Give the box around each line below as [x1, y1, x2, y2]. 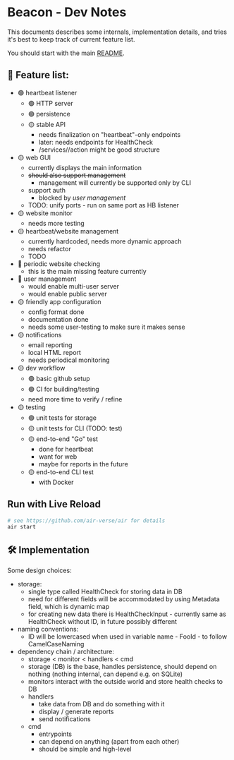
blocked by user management [38, 193, 126, 202]
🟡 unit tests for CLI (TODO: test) [27, 424, 123, 433]
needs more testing [27, 219, 85, 227]
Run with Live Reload [7, 498, 101, 510]
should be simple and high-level [38, 745, 132, 754]
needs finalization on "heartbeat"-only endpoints [38, 130, 181, 138]
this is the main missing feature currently [27, 267, 147, 275]
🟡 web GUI [17, 153, 51, 162]
